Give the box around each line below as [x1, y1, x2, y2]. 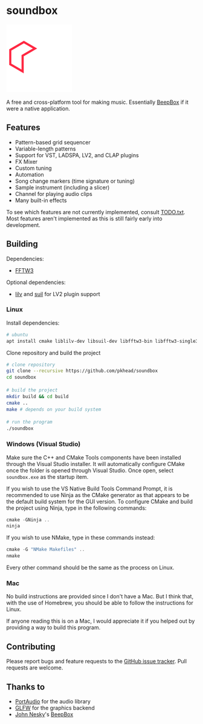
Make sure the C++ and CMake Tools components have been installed [6, 453, 181, 461]
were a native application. [6, 104, 71, 112]
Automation [14, 171, 44, 178]
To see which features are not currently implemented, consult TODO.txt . [6, 208, 185, 215]
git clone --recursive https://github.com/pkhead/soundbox [6, 368, 158, 374]
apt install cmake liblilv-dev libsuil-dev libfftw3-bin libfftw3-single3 [6, 338, 199, 344]
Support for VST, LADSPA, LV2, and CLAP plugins [14, 151, 139, 158]
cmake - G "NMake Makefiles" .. [6, 547, 85, 553]
